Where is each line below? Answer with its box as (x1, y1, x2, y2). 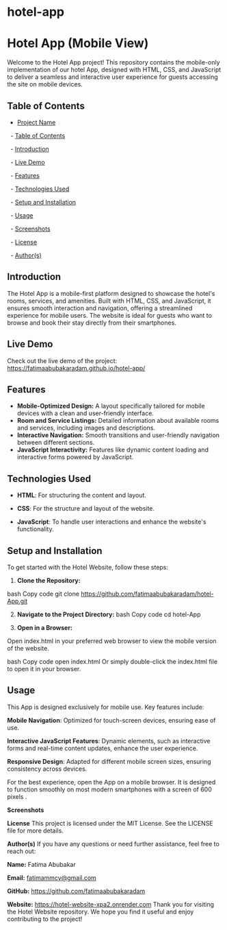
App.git (7, 597, 28, 605)
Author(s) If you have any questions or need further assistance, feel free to (7, 839, 220, 848)
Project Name (16, 118, 56, 126)
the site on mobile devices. (7, 80, 83, 89)
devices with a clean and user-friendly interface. (16, 409, 154, 417)
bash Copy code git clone (7, 590, 80, 598)
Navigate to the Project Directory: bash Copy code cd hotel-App (16, 610, 201, 618)
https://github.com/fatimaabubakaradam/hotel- (81, 590, 214, 598)
